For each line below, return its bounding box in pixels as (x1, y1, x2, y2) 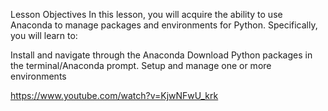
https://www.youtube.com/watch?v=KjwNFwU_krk (10, 90, 219, 101)
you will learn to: (10, 30, 78, 41)
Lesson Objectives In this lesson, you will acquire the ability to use (10, 9, 283, 20)
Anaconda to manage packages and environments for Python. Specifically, (10, 19, 318, 31)
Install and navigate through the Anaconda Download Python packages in (10, 49, 313, 61)
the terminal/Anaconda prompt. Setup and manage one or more (10, 60, 272, 71)
